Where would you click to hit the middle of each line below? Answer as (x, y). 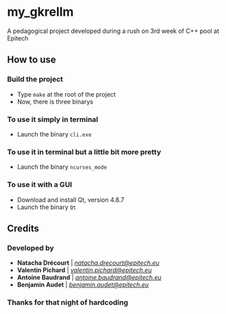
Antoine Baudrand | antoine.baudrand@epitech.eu (89, 278)
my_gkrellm (40, 12)
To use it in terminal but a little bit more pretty (84, 152)
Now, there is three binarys (55, 101)
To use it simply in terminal (53, 119)
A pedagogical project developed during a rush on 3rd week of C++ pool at (113, 31)
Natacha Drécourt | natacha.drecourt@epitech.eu (88, 263)
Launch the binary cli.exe (54, 134)
